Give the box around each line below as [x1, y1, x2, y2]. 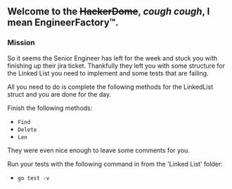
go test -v [17, 174, 50, 182]
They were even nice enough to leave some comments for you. [7, 146, 190, 154]
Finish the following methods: [7, 104, 93, 112]
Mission [7, 38, 35, 48]
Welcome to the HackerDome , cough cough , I [7, 6, 210, 18]
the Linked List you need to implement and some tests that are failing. [7, 68, 209, 77]
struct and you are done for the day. [7, 90, 112, 98]
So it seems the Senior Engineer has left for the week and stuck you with [7, 54, 218, 62]
